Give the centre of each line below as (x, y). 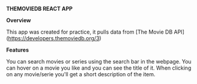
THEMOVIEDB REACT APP (40, 9)
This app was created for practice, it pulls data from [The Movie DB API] (95, 32)
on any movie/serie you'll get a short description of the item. (81, 74)
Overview (19, 20)
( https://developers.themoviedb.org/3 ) (54, 38)
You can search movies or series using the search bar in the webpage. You (99, 61)
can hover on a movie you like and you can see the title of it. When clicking (99, 68)
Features (17, 50)
